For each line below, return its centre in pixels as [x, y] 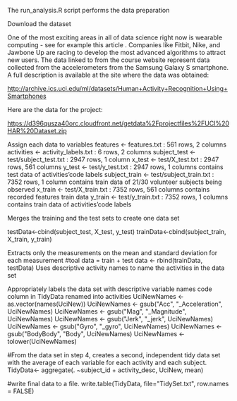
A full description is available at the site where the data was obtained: [108, 75]
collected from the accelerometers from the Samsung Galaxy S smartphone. [118, 67]
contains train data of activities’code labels [69, 204]
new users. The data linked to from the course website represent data [109, 60]
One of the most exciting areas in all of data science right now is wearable [115, 37]
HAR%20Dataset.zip [37, 131]
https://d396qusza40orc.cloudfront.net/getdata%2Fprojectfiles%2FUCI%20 [119, 123]
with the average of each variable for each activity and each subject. [107, 363]
